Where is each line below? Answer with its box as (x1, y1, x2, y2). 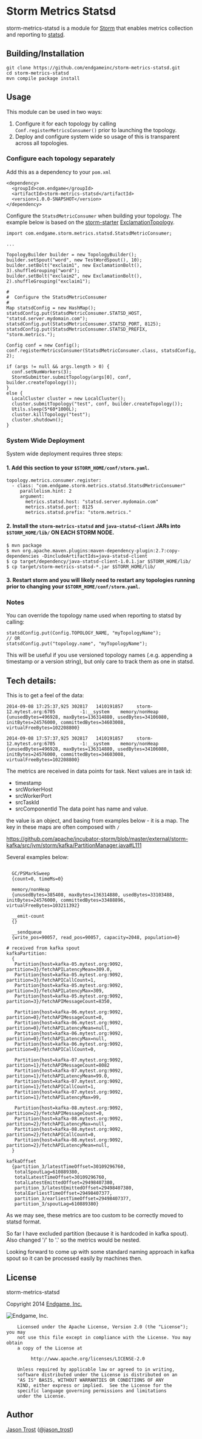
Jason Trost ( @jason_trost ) (6, 1426, 74, 1433)
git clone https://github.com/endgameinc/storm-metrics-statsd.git (6, 65, 181, 71)
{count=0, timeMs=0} (12, 876, 64, 882)
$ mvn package (6, 542, 42, 549)
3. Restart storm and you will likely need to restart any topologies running (6, 577, 195, 584)
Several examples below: (6, 854, 69, 861)
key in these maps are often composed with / (6, 823, 120, 831)
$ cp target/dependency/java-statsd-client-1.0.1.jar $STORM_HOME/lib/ (6, 558, 191, 565)
